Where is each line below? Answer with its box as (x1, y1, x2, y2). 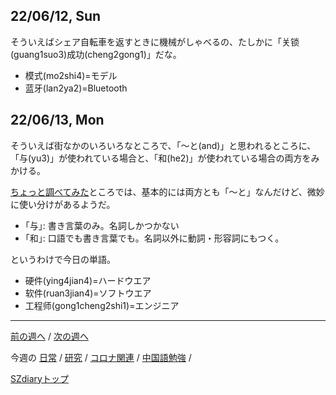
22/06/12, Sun (10, 8, 102, 25)
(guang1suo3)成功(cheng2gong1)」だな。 (10, 48, 182, 60)
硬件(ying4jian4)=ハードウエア (24, 274, 152, 286)
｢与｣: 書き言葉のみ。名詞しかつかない (24, 219, 180, 231)
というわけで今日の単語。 (10, 253, 116, 265)
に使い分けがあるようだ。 (10, 198, 116, 210)
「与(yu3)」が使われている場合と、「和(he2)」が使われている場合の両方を (10, 152, 312, 164)
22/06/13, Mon (10, 112, 105, 129)
